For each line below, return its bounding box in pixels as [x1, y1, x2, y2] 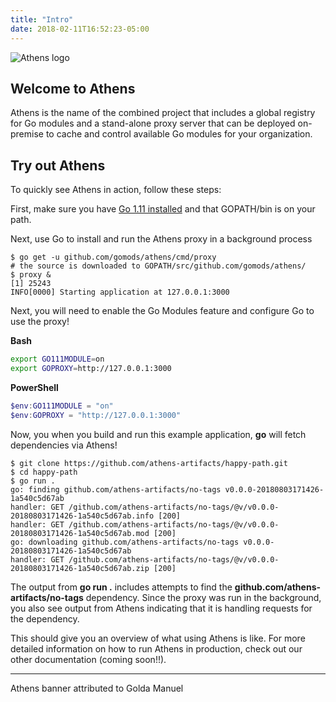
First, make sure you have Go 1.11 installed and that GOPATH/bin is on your [10, 203, 316, 215]
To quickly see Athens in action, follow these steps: [10, 184, 222, 196]
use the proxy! [10, 316, 70, 328]
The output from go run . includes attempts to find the [10, 581, 233, 593]
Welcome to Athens [10, 80, 136, 97]
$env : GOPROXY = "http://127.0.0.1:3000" [10, 410, 182, 420]
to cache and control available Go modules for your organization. [45, 128, 313, 140]
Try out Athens [10, 157, 106, 174]
